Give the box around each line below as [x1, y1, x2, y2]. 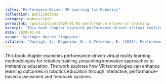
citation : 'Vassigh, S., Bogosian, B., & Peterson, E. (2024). [5, 39, 138, 44]
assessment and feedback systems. [19, 73, 92, 79]
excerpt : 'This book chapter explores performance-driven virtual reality [5, 26, 163, 30]
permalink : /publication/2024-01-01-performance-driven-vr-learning [5, 21, 149, 26]
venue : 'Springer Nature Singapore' [5, 35, 81, 40]
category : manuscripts [5, 16, 52, 21]
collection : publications [5, 12, 58, 17]
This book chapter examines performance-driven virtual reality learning [5, 53, 151, 58]
